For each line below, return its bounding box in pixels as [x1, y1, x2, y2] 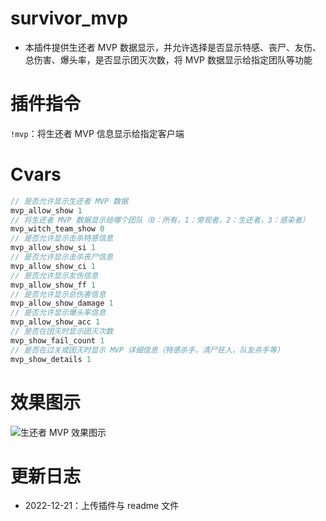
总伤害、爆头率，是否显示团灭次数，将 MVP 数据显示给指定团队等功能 [24, 53, 313, 66]
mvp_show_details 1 [10, 354, 92, 364]
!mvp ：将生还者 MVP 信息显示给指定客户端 [10, 127, 185, 139]
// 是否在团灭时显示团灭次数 [10, 327, 114, 337]
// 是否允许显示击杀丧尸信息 [10, 252, 114, 262]
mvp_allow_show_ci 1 [10, 261, 97, 271]
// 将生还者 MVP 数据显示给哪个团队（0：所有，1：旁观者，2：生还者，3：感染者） [10, 215, 310, 225]
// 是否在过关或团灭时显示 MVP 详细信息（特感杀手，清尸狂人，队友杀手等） [10, 345, 285, 355]
